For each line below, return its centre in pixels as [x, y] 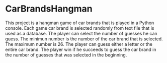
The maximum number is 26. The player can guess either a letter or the [79, 44]
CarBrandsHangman [49, 9]
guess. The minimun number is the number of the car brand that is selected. [84, 39]
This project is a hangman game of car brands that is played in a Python [80, 23]
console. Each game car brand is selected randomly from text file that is [80, 28]
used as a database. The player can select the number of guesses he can [81, 33]
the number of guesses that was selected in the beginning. [66, 55]
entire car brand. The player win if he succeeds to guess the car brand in [81, 49]
